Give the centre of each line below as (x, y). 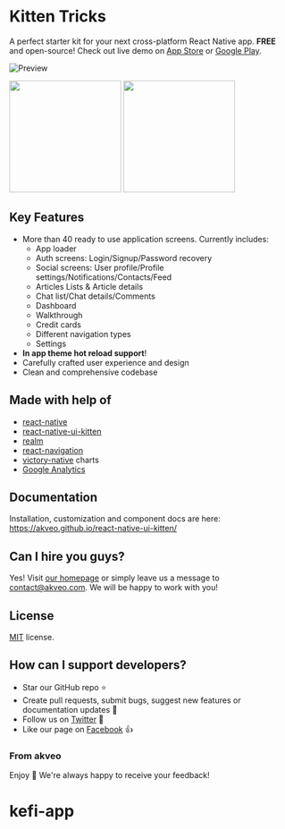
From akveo (35, 756)
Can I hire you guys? (67, 556)
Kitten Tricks (58, 17)
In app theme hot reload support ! (84, 353)
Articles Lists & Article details (89, 286)
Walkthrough (59, 315)
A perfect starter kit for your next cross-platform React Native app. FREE (142, 41)
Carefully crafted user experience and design (105, 362)
